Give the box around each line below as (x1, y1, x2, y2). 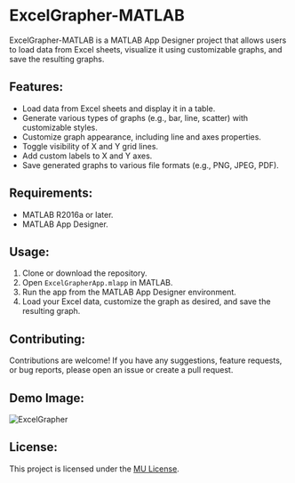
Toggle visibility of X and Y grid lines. (21, 141, 158, 151)
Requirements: (9, 186, 93, 201)
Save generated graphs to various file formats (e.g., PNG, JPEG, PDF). (21, 159, 280, 170)
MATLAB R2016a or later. (21, 209, 114, 220)
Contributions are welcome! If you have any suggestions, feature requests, (9, 355, 283, 366)
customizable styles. (21, 122, 98, 133)
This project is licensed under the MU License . (9, 463, 179, 474)
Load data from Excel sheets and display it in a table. (21, 103, 216, 114)
